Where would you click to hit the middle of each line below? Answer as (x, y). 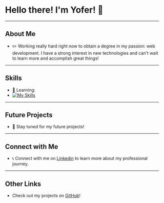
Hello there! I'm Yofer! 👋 (54, 10)
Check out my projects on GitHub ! (46, 195)
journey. (20, 164)
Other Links (23, 184)
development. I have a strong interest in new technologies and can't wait (85, 53)
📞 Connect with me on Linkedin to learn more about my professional (80, 159)
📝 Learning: (24, 90)
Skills (13, 78)
